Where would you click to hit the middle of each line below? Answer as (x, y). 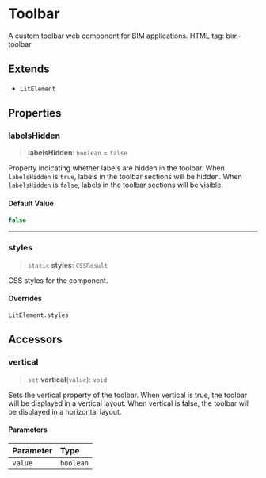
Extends (29, 69)
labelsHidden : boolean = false (78, 153)
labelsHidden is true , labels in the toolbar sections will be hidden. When (125, 177)
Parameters (28, 430)
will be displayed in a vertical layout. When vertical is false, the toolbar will (129, 403)
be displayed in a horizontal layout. (65, 411)
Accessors (36, 340)
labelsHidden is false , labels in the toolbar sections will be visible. (116, 185)
